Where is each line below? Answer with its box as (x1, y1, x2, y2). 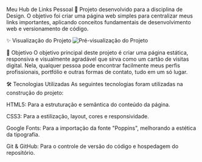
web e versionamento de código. (6, 25, 89, 32)
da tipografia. (6, 131, 40, 138)
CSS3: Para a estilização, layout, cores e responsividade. (6, 113, 149, 120)
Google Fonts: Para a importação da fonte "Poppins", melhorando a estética (6, 124, 197, 132)
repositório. (6, 149, 35, 156)
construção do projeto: (6, 89, 64, 96)
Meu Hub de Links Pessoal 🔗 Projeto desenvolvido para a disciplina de (6, 6, 183, 13)
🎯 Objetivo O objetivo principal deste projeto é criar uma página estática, (6, 49, 189, 56)
